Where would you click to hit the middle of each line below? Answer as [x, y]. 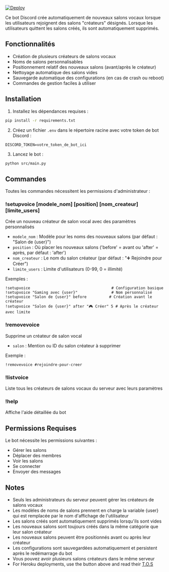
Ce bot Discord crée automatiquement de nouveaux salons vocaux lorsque [83, 17]
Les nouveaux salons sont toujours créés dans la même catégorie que [85, 527]
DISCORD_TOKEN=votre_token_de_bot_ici [46, 145]
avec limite [18, 312]
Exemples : [17, 279]
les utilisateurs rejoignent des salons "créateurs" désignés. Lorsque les [79, 23]
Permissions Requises [41, 428]
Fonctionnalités [30, 44]
